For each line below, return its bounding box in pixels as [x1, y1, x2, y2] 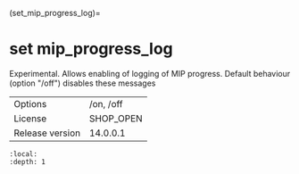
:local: [9, 149, 38, 159]
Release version [13, 127, 81, 139]
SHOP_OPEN [88, 112, 143, 124]
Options [13, 97, 47, 110]
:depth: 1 [9, 157, 46, 166]
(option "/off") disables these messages [9, 78, 156, 88]
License [13, 112, 47, 124]
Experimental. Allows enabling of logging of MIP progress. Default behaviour [9, 68, 291, 79]
